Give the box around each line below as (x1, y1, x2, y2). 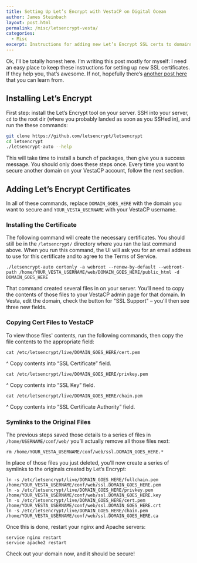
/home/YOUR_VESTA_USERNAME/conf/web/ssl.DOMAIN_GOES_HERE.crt (6, 503, 161, 509)
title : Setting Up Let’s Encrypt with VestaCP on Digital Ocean (6, 8, 167, 15)
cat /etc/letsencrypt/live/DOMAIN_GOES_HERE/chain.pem (6, 393, 143, 399)
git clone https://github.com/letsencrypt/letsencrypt (6, 133, 143, 139)
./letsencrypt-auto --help (6, 144, 72, 150)
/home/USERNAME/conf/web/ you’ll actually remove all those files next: (6, 438, 170, 445)
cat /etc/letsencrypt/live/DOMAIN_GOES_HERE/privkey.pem (6, 371, 148, 377)
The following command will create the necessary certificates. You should (6, 234, 185, 241)
